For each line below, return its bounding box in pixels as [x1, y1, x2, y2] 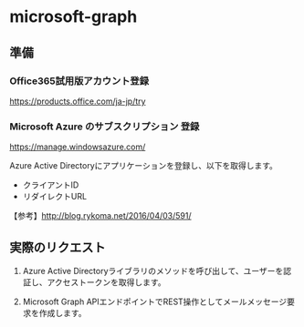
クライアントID [22, 179, 79, 190]
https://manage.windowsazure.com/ [9, 141, 146, 152]
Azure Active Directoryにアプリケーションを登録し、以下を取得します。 [9, 160, 278, 171]
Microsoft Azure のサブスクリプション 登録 [9, 120, 200, 133]
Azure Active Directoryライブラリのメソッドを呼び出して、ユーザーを [22, 265, 284, 276]
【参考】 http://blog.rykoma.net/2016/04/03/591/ [9, 210, 192, 221]
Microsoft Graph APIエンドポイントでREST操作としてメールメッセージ [22, 296, 288, 307]
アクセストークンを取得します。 [47, 276, 166, 288]
